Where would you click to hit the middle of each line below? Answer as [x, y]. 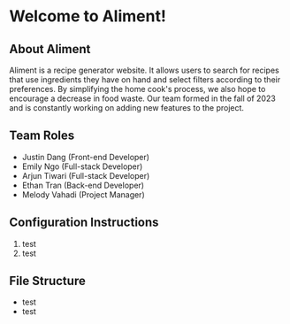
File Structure [47, 281]
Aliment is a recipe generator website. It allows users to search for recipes [145, 70]
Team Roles [42, 136]
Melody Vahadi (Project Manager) [84, 194]
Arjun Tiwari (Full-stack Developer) [86, 175]
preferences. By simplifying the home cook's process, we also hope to [137, 89]
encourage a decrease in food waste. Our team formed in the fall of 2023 [142, 98]
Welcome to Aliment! [88, 16]
